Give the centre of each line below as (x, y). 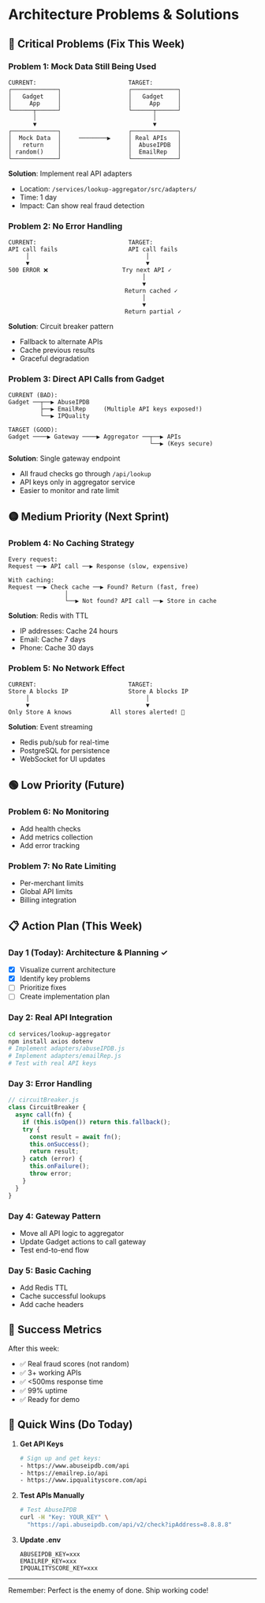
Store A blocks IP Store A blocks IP (99, 692)
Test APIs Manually (52, 1495)
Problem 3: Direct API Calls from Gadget (86, 379)
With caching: (32, 580)
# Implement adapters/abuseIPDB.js (67, 1049)
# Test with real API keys (52, 1063)
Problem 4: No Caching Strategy (71, 543)
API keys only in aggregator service (77, 482)
